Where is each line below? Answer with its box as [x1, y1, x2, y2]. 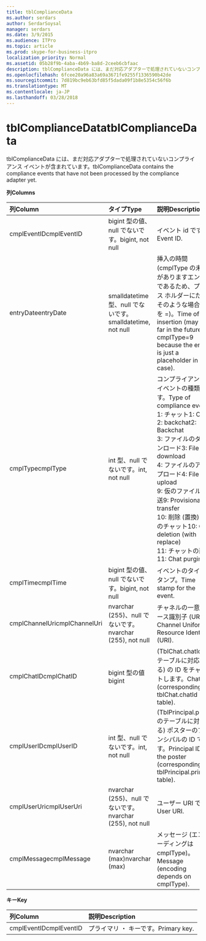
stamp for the [156, 583, 196, 592]
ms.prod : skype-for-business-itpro [6, 49, 97, 55]
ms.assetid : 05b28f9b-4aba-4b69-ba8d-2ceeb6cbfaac [6, 60, 139, 66]
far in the [156, 325, 183, 334]
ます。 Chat [169, 674, 201, 683]
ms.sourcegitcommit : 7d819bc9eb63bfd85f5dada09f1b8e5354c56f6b [6, 77, 172, 83]
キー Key [6, 896, 28, 904]
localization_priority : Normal [6, 55, 86, 61]
